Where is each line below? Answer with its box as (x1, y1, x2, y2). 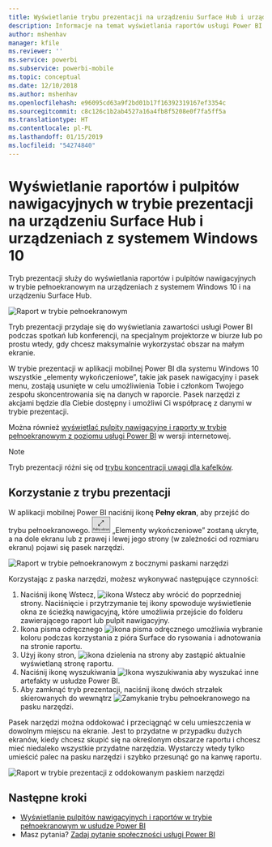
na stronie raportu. (19, 641, 83, 651)
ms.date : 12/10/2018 (8, 81, 79, 89)
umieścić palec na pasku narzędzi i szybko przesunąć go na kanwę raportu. (8, 751, 262, 762)
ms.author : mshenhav (8, 90, 79, 98)
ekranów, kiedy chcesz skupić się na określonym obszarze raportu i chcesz (8, 734, 261, 744)
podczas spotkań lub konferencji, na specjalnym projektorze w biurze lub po (8, 330, 263, 340)
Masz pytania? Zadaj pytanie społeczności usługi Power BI (19, 830, 216, 840)
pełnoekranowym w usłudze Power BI (19, 821, 146, 831)
